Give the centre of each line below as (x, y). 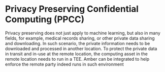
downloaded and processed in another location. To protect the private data (81, 48)
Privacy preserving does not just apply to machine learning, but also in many (83, 33)
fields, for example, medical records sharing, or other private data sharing (80, 38)
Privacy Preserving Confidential (72, 9)
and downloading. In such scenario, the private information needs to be (78, 43)
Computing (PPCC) (45, 19)
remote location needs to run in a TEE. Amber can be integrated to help (77, 59)
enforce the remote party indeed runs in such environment (65, 64)
